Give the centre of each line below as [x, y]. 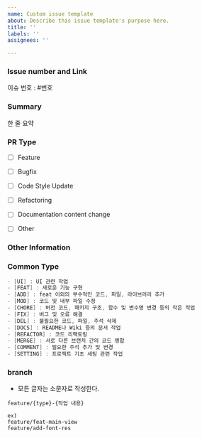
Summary [25, 107]
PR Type [22, 141]
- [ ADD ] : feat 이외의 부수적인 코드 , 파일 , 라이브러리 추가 [86, 295]
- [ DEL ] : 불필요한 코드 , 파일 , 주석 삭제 [62, 321]
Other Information [39, 247]
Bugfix [27, 172]
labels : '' [23, 34]
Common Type [33, 267]
